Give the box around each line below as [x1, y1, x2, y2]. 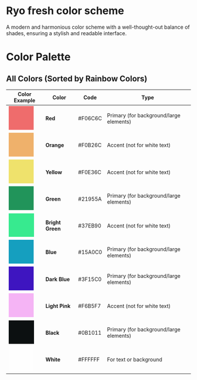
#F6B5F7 [78, 302, 101, 309]
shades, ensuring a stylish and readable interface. [6, 29, 127, 36]
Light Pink [45, 302, 71, 309]
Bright [45, 219, 61, 226]
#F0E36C [78, 168, 101, 175]
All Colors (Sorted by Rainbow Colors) [6, 73, 148, 83]
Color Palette [6, 50, 71, 64]
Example [13, 97, 36, 104]
